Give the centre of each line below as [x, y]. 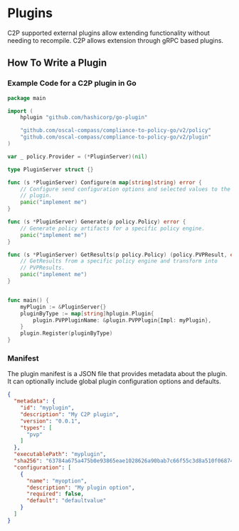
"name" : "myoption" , [57, 481]
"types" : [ [36, 428]
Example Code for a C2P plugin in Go [72, 84]
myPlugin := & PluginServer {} [63, 307]
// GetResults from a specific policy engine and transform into [119, 261]
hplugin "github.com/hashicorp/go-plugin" [84, 118]
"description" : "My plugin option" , [80, 487]
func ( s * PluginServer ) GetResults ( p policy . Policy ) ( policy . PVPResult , [117, 255]
